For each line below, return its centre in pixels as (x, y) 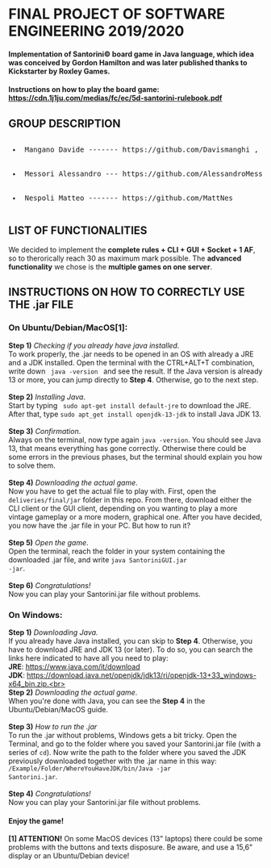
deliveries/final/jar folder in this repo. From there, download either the (130, 499)
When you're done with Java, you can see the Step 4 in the (107, 701)
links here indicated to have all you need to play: (88, 657)
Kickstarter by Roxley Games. (59, 71)
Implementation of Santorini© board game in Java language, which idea (131, 54)
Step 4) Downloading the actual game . (73, 482)
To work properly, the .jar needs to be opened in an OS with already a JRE (131, 354)
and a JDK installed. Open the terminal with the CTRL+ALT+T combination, (131, 362)
